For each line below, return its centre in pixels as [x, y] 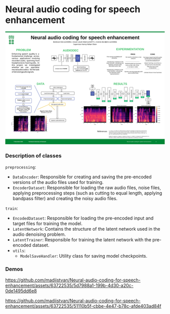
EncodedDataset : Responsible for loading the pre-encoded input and [83, 218]
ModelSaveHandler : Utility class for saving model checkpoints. [84, 256]
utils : [19, 250]
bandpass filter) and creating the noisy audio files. [65, 198]
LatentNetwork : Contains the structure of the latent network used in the [86, 229]
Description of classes [33, 156]
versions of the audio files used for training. [58, 182]
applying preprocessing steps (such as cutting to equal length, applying [87, 193]
